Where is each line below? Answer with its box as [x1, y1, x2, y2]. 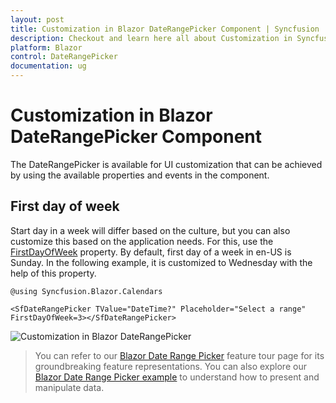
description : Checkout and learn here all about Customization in [10, 33, 293, 43]
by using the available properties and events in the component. [10, 169, 270, 181]
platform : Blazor [10, 42, 83, 53]
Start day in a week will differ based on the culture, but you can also [10, 224, 291, 236]
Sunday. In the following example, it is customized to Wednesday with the [10, 256, 313, 268]
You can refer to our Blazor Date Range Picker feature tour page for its [34, 349, 325, 361]
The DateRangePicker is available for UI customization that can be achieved [10, 158, 323, 170]
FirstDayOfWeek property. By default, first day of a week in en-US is [10, 246, 292, 258]
